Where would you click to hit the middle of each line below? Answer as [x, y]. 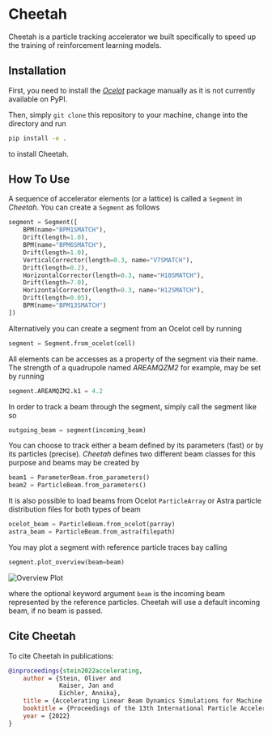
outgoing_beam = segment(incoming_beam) [78, 430]
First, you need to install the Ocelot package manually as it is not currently [132, 90]
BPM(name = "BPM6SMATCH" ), [65, 245]
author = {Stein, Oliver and [72, 678]
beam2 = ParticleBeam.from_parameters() [78, 485]
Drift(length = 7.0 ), [56, 283]
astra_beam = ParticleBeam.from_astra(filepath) [92, 532]
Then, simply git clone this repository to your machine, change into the [128, 115]
